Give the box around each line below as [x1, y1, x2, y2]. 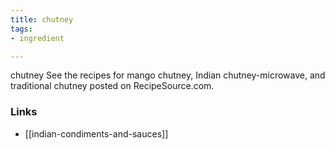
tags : [10, 24, 33, 34]
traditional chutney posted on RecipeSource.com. [10, 80, 215, 92]
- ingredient [10, 33, 65, 43]
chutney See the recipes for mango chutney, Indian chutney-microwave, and [10, 69, 326, 81]
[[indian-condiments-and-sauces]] [24, 127, 169, 140]
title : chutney [10, 14, 74, 25]
